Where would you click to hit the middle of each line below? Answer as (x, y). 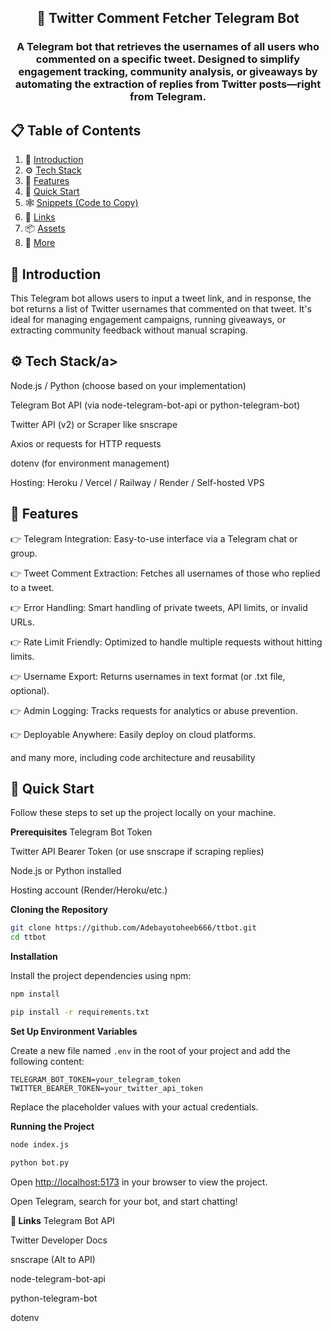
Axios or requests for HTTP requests (86, 443)
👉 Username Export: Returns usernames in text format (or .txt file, (148, 676)
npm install (35, 994)
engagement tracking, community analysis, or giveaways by (168, 72)
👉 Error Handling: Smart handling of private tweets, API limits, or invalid (159, 607)
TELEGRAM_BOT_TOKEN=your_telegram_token (96, 1079)
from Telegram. (168, 97)
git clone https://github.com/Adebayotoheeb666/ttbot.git (133, 928)
